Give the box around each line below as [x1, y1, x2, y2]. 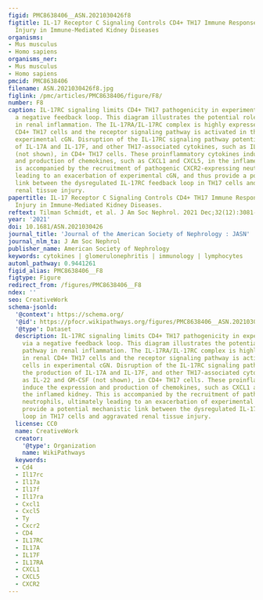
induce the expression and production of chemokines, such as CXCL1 [22, 384, 250, 391]
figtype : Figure [8, 274, 61, 282]
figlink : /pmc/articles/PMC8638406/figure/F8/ [8, 92, 163, 100]
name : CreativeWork [15, 427, 79, 435]
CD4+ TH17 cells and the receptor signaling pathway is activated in [15, 128, 247, 136]
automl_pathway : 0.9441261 [8, 260, 96, 267]
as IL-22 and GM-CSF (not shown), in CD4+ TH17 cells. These [22, 376, 225, 384]
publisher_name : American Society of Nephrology [8, 245, 170, 253]
